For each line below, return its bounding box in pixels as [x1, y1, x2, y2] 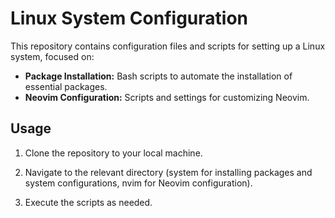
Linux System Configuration [10, 7, 248, 30]
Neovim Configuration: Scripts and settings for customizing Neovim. [24, 91, 310, 103]
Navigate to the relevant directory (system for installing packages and [24, 166, 313, 178]
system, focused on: [10, 50, 95, 62]
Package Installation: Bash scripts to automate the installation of [24, 70, 293, 82]
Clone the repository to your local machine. [24, 147, 203, 159]
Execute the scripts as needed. [24, 196, 153, 208]
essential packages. [24, 80, 108, 92]
